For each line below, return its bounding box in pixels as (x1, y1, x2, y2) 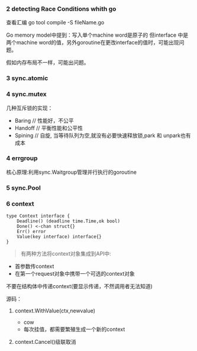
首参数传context (14, 263, 54, 270)
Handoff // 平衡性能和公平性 (14, 124, 83, 132)
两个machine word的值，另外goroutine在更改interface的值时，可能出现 (6, 39, 179, 46)
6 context (6, 199, 34, 208)
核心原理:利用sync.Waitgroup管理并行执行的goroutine (6, 168, 137, 175)
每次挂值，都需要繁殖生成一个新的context (23, 326, 125, 333)
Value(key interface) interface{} (17, 234, 102, 240)
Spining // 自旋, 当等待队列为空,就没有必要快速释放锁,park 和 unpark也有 (14, 132, 191, 139)
